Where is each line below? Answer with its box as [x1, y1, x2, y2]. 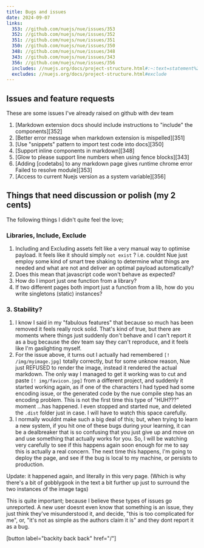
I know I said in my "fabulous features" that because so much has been [15, 319, 194, 326]
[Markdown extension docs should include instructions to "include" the [15, 121, 193, 129]
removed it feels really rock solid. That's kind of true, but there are [15, 325, 181, 333]
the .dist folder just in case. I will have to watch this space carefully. [15, 409, 187, 416]
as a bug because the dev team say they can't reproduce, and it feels [15, 338, 189, 346]
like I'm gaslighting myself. [15, 345, 82, 352]
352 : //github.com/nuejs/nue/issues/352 [12, 32, 115, 38]
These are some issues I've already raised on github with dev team [6, 110, 174, 117]
